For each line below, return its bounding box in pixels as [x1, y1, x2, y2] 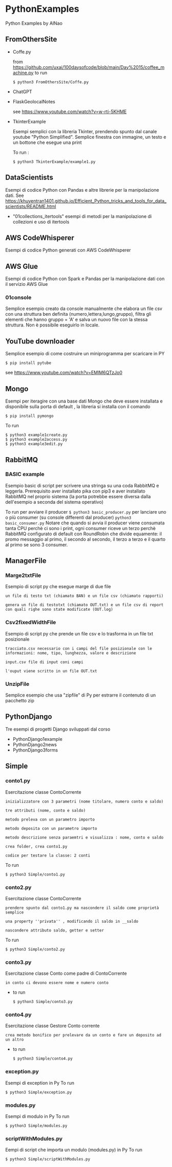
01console [5, 294, 32, 301]
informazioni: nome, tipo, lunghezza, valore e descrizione [5, 650, 137, 655]
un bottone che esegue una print [12, 139, 82, 145]
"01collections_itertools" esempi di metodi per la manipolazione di [12, 213, 152, 219]
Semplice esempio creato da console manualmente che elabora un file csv [5, 305, 163, 312]
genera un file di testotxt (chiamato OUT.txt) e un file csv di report [5, 603, 164, 608]
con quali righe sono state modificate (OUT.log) [5, 607, 114, 612]
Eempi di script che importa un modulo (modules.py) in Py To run [5, 1147, 142, 1153]
